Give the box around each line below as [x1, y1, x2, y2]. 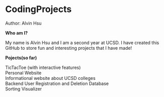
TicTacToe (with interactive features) [5, 64, 81, 70]
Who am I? [5, 30, 28, 36]
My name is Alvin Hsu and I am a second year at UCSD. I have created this [5, 39, 159, 46]
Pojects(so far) [5, 54, 37, 61]
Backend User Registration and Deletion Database [5, 80, 109, 86]
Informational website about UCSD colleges [5, 75, 96, 81]
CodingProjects [5, 4, 72, 15]
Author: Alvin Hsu [5, 20, 42, 26]
